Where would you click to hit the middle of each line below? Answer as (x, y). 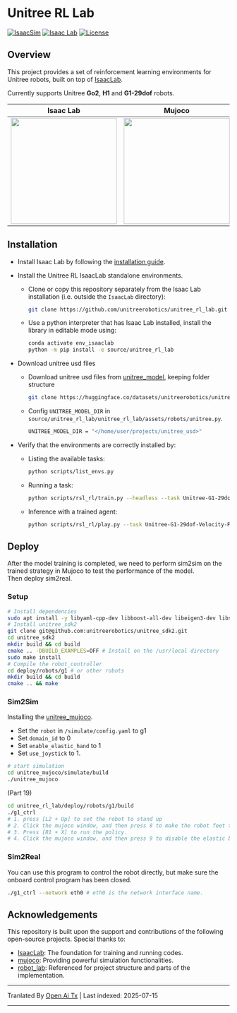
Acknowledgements (53, 914)
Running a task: (51, 485)
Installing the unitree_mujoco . (50, 717)
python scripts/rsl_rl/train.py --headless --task (104, 498)
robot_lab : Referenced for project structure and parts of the (104, 968)
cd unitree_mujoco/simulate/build (58, 773)
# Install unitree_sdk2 (42, 624)
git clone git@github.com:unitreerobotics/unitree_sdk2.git (98, 631)
